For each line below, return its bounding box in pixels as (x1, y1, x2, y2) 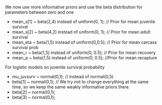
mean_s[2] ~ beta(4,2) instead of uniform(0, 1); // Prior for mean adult (12, 29, 151, 35)
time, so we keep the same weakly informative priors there (12, 84, 129, 89)
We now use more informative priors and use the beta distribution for (5, 4, 143, 10)
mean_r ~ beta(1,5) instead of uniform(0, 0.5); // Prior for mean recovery (12, 50, 156, 55)
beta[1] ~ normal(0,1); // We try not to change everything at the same (12, 79, 149, 85)
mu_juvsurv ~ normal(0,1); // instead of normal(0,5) (12, 74, 114, 79)
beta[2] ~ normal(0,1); (12, 89, 56, 95)
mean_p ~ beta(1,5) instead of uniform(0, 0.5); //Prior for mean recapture (12, 55, 157, 60)
